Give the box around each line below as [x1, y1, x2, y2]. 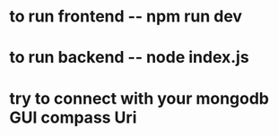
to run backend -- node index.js [9, 47, 249, 68]
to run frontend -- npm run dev [9, 6, 243, 27]
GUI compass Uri [9, 107, 137, 127]
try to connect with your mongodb [9, 88, 269, 108]
